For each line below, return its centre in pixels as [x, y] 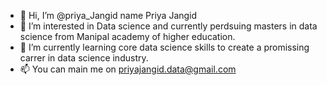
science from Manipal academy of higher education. [127, 36]
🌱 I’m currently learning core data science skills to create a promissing [164, 47]
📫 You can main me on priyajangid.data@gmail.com [128, 69]
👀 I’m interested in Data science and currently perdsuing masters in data [168, 26]
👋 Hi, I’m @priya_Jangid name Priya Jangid [108, 15]
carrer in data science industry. [84, 58]
